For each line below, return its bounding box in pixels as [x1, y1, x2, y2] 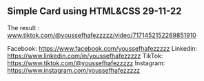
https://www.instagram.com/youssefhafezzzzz [7, 66, 141, 74]
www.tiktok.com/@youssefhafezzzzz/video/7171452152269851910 [7, 31, 196, 39]
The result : [7, 23, 40, 32]
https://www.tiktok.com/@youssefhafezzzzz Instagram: [7, 58, 165, 67]
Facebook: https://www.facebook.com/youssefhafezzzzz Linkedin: [7, 44, 198, 52]
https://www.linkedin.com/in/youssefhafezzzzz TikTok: [7, 51, 163, 60]
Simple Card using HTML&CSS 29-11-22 [7, 5, 182, 17]
